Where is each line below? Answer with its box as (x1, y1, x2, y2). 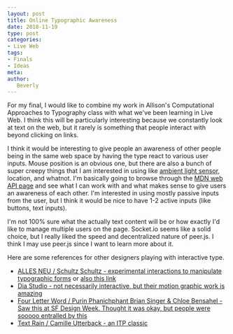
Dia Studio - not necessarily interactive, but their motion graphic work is (17, 281, 225, 291)
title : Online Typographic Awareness (7, 17, 118, 24)
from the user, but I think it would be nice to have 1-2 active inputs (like (7, 197, 211, 205)
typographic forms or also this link (17, 274, 117, 283)
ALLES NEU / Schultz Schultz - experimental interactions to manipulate (17, 267, 223, 275)
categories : (7, 36, 42, 43)
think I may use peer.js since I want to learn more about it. (7, 239, 174, 249)
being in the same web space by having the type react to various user (7, 152, 209, 160)
